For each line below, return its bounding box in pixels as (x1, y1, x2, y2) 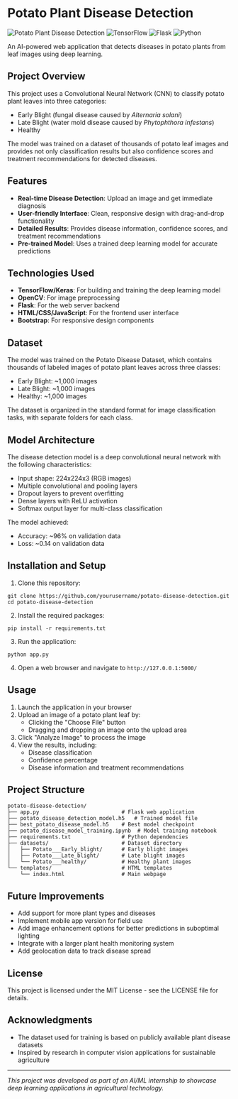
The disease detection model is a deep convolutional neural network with (7, 453, 221, 461)
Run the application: (17, 637, 76, 645)
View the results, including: (17, 740, 97, 749)
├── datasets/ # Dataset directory (7, 840, 182, 847)
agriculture (17, 1056, 50, 1064)
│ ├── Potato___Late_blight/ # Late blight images (7, 852, 186, 860)
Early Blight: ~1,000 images (17, 377, 98, 386)
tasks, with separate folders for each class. (7, 413, 133, 422)
